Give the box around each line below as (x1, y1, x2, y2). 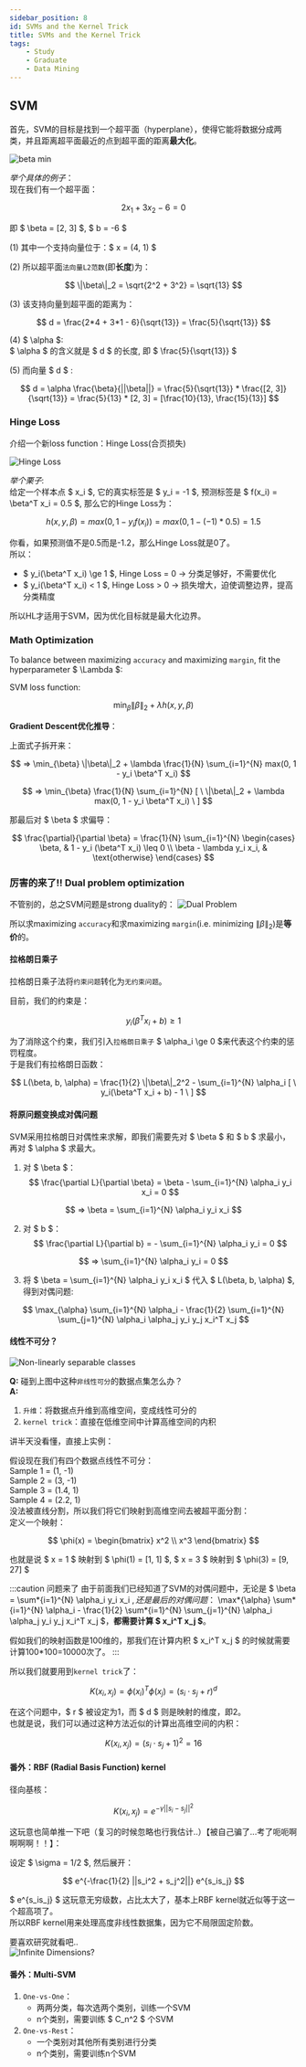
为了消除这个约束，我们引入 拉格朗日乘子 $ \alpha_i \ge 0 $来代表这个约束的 (9, 1036, 287, 1047)
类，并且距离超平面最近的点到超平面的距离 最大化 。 (9, 134, 202, 146)
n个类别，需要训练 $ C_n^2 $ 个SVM (36, 2014, 174, 2025)
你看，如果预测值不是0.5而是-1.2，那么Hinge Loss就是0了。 (9, 536, 235, 548)
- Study (26, 48, 55, 57)
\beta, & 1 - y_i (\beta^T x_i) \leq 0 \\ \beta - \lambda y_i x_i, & (39, 842, 268, 853)
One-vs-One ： (22, 1991, 73, 2002)
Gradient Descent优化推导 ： (9, 720, 118, 731)
